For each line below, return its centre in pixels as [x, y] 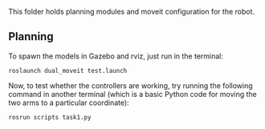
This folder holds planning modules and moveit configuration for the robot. [132, 12]
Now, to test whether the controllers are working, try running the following [130, 85]
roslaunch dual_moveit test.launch [68, 71]
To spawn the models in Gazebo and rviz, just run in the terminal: [116, 56]
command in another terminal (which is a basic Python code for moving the [132, 94]
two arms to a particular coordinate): [69, 103]
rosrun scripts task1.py [50, 117]
